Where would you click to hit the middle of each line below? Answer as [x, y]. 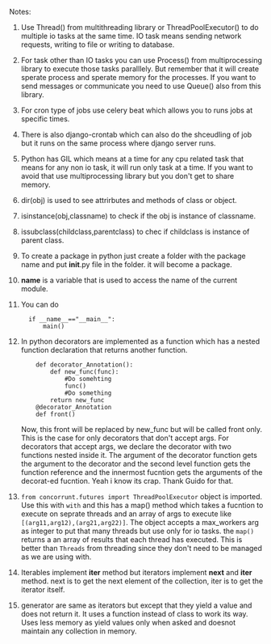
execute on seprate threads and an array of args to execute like [126, 514]
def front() [56, 414]
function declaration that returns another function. [104, 350]
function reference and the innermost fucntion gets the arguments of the [142, 472]
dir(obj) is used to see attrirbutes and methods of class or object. [129, 200]
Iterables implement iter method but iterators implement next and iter [136, 572]
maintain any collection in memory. [79, 631]
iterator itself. [43, 589]
